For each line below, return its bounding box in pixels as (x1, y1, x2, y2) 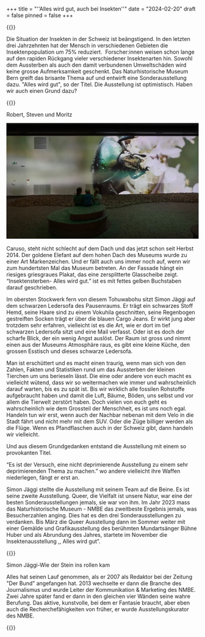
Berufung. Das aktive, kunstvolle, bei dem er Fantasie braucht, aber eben (6, 599, 190, 606)
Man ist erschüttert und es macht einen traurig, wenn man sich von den (6, 360, 186, 367)
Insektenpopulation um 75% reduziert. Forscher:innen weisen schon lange (6, 48, 195, 56)
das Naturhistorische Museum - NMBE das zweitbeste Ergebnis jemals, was (6, 505, 197, 512)
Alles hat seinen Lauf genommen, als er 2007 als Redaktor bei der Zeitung (6, 573, 193, 581)
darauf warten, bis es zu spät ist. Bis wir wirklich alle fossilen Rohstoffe (6, 385, 185, 393)
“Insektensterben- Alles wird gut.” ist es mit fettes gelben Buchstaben (6, 277, 182, 285)
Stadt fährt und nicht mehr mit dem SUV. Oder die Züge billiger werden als (6, 418, 193, 425)
